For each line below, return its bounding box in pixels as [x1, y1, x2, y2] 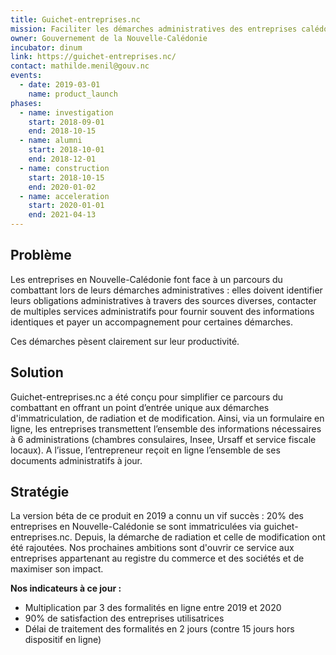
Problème [10, 247, 72, 264]
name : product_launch [28, 89, 118, 99]
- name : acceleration [19, 191, 110, 201]
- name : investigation [19, 107, 114, 118]
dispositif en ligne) [24, 634, 102, 646]
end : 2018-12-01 [28, 154, 97, 164]
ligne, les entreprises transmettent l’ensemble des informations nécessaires [10, 422, 322, 435]
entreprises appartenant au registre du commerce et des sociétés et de [10, 552, 305, 565]
